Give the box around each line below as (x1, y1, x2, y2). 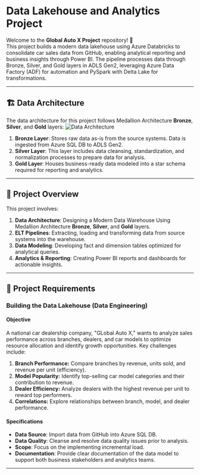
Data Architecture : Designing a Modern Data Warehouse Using (14, 216, 171, 224)
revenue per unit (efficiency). (14, 366, 86, 373)
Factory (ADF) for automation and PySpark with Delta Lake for (6, 68, 158, 75)
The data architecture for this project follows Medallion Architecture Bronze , (6, 117, 193, 124)
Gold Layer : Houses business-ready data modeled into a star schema (14, 160, 186, 167)
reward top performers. (14, 392, 73, 399)
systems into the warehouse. (14, 235, 86, 242)
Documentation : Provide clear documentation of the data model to (14, 450, 179, 457)
